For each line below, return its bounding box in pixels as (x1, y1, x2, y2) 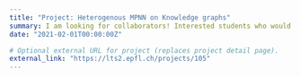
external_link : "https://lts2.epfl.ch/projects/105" (9, 55, 211, 64)
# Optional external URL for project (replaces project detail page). (9, 46, 279, 55)
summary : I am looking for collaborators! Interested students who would (9, 21, 292, 30)
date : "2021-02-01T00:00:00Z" (9, 30, 123, 38)
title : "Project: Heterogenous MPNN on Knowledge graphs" (9, 13, 231, 22)
